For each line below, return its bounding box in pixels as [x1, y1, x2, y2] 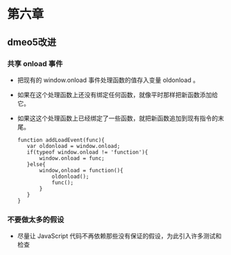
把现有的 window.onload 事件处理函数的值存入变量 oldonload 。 [17, 76, 200, 84]
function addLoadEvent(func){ [17, 136, 105, 143]
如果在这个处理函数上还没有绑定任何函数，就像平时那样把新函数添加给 [17, 90, 219, 99]
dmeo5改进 [7, 36, 57, 48]
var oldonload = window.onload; [26, 142, 121, 149]
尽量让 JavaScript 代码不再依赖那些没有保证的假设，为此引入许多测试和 [17, 232, 222, 240]
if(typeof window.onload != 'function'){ [26, 149, 148, 156]
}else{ [26, 161, 46, 167]
